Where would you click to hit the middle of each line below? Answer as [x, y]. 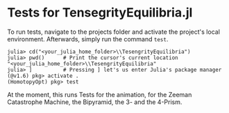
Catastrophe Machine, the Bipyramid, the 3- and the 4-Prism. [95, 102]
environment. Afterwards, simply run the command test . [88, 39]
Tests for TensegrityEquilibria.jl [100, 13]
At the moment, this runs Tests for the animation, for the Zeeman [100, 94]
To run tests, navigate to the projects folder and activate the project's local [114, 32]
